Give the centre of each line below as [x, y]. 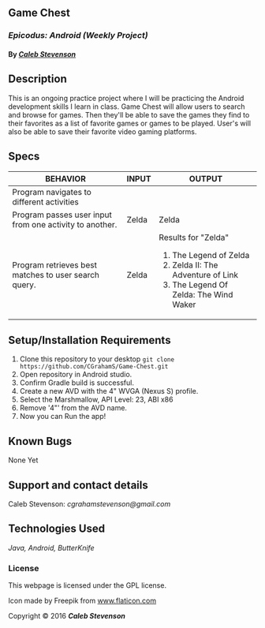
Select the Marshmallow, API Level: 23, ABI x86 [96, 400]
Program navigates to [52, 192]
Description [37, 79]
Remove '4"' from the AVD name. [73, 408]
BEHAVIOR [65, 178]
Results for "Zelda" [194, 237]
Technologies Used [56, 529]
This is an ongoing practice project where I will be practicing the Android [126, 98]
